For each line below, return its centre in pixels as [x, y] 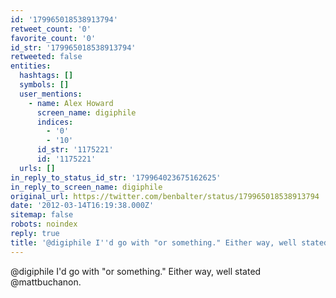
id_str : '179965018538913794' [73, 47]
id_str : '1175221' [75, 150]
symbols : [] [44, 85]
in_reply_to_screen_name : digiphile [86, 187]
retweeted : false [46, 57]
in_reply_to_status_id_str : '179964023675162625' [116, 177]
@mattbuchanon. [46, 282]
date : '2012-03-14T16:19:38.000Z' [82, 206]
